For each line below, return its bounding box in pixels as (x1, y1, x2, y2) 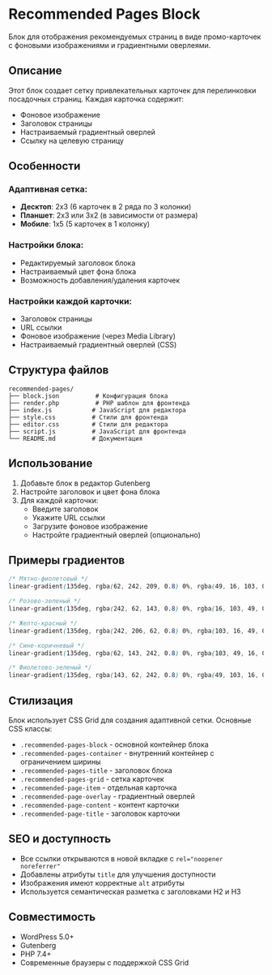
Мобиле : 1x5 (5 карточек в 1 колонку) (19, 219, 151, 229)
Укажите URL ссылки (32, 512, 105, 522)
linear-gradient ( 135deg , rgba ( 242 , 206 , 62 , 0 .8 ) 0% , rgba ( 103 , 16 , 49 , (8, 627, 259, 635)
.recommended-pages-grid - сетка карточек (19, 774, 164, 784)
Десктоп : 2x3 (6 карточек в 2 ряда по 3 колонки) (19, 202, 192, 212)
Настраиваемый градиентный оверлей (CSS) (19, 340, 177, 350)
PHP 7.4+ (19, 949, 52, 959)
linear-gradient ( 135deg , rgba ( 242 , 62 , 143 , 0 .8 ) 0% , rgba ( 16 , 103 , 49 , (8, 605, 259, 613)
